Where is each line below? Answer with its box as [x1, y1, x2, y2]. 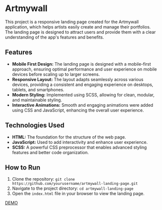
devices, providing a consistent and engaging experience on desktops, [12, 82, 153, 87]
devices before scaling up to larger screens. [12, 71, 100, 77]
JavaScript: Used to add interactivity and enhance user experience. [12, 139, 148, 145]
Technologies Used [5, 121, 64, 129]
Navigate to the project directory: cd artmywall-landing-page [12, 185, 134, 191]
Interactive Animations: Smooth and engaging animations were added [12, 102, 153, 108]
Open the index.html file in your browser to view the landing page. [12, 191, 145, 196]
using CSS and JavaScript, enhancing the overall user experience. [12, 107, 144, 113]
